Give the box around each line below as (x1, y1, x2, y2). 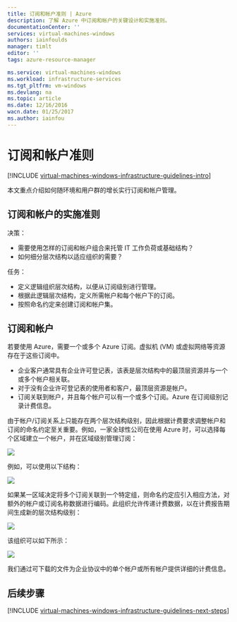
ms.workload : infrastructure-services (7, 75, 121, 83)
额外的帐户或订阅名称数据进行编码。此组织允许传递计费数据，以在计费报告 (7, 499, 224, 508)
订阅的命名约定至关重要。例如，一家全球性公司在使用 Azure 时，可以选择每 (7, 425, 226, 434)
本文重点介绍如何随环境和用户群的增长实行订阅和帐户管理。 (7, 185, 181, 194)
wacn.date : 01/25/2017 (7, 109, 74, 116)
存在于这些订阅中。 (7, 351, 63, 360)
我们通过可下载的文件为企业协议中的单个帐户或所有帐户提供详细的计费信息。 (7, 565, 230, 573)
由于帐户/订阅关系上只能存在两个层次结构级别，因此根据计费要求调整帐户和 (7, 417, 226, 425)
